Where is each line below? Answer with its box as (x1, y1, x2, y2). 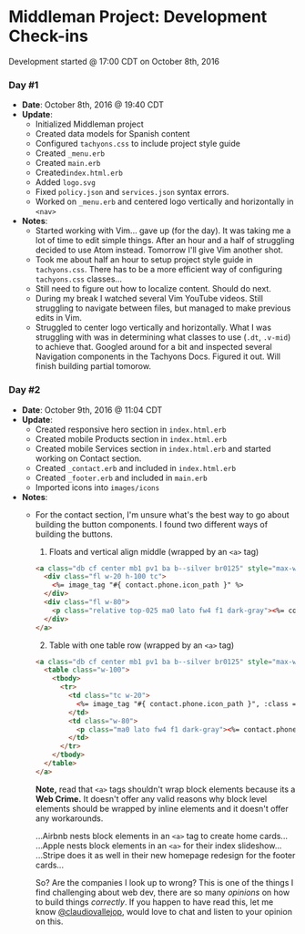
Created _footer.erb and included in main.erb (35, 472, 208, 483)
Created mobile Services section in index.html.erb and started (35, 443, 271, 454)
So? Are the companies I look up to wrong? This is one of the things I (35, 877, 294, 888)
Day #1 (8, 78, 39, 91)
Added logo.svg (35, 177, 97, 188)
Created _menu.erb (35, 148, 106, 159)
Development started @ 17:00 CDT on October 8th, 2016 (8, 56, 220, 67)
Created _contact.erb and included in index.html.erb (35, 462, 237, 473)
